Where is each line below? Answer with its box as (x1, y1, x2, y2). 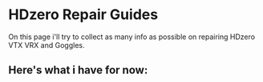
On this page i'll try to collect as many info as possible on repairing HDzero (8, 32, 255, 41)
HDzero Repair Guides (8, 6, 159, 24)
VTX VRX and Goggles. (8, 40, 85, 49)
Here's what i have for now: (8, 64, 148, 77)
